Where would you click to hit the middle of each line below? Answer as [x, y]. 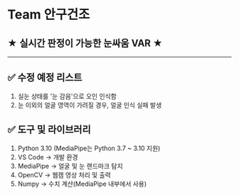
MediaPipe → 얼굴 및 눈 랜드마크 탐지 [70, 166]
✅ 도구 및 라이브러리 [49, 130]
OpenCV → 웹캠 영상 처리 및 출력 [64, 174]
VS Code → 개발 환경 [48, 157]
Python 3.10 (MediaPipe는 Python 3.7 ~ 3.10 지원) [89, 148]
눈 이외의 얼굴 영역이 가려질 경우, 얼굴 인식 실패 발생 [90, 105]
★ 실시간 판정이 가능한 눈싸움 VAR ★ [85, 43]
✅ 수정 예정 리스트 [45, 78]
